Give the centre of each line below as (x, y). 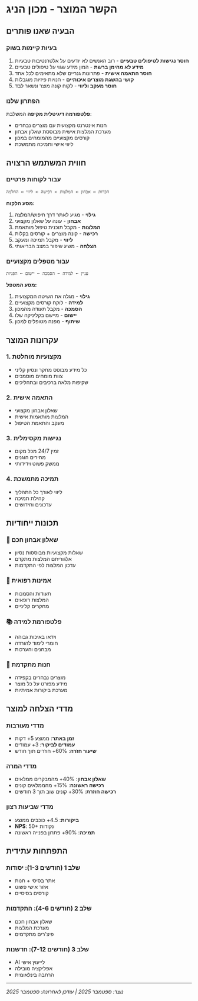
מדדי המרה (22, 766)
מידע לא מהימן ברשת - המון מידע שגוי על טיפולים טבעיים (79, 67)
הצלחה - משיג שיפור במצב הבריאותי (56, 246)
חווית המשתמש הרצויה (46, 163)
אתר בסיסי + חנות (35, 880)
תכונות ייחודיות (32, 523)
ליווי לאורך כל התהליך (39, 492)
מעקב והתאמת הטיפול (39, 423)
